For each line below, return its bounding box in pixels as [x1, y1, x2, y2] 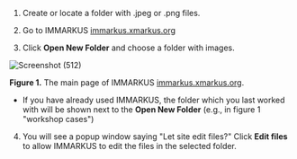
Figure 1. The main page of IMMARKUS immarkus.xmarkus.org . [9, 77, 245, 88]
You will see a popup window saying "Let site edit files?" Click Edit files [22, 131, 288, 142]
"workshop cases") [22, 114, 94, 124]
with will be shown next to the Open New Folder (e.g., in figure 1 [22, 104, 261, 115]
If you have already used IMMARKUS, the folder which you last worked [22, 94, 285, 105]
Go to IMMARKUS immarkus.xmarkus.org [22, 25, 176, 35]
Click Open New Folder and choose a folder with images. [22, 42, 236, 53]
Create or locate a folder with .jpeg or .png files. [22, 8, 201, 18]
